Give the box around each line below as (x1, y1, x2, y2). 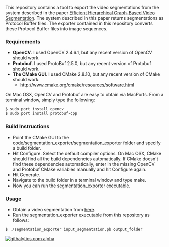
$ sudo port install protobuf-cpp (5, 111, 78, 116)
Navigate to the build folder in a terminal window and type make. (12, 177, 147, 183)
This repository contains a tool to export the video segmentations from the (5, 5, 159, 10)
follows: (12, 217, 29, 223)
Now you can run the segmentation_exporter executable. (12, 182, 131, 189)
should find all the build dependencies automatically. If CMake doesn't (12, 156, 158, 162)
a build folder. (12, 145, 41, 151)
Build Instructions (5, 123, 50, 130)
